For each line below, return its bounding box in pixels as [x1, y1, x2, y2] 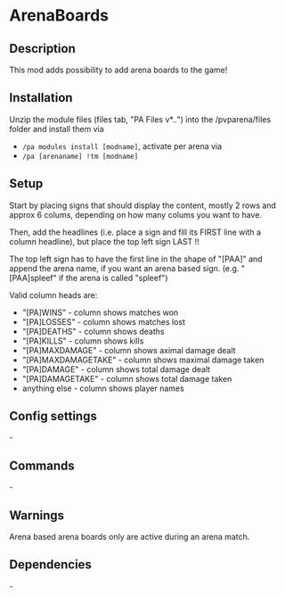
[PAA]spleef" [9, 272, 58, 283]
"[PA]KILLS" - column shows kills [21, 336, 144, 346]
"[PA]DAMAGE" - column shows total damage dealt [21, 363, 211, 375]
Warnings [9, 508, 65, 523]
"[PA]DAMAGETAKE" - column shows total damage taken [21, 373, 232, 384]
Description [9, 41, 76, 56]
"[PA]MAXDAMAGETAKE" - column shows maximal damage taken [21, 354, 265, 365]
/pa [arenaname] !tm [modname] [21, 152, 139, 161]
